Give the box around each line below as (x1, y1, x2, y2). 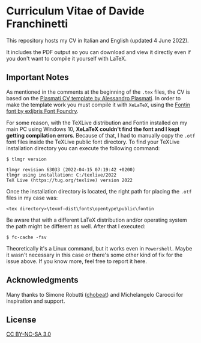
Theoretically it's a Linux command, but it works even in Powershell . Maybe (6, 244, 193, 252)
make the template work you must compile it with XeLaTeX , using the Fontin (6, 101, 191, 108)
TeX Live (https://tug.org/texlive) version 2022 (6, 177, 133, 183)
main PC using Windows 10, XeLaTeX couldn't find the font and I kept (6, 125, 180, 133)
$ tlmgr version (6, 156, 47, 162)
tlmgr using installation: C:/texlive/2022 (6, 172, 117, 178)
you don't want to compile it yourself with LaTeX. (6, 55, 127, 62)
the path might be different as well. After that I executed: (6, 222, 146, 229)
